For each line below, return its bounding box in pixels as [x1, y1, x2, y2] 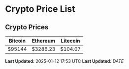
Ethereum [32, 38, 56, 44]
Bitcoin [8, 38, 26, 44]
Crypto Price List [5, 3, 75, 15]
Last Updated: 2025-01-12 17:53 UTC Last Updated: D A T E [5, 58, 124, 64]
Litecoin [61, 38, 80, 44]
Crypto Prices [5, 23, 49, 31]
